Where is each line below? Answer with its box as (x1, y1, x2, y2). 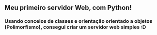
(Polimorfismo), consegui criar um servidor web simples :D (4, 24, 146, 30)
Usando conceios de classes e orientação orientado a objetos (4, 18, 153, 25)
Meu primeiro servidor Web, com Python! (4, 4, 132, 12)
